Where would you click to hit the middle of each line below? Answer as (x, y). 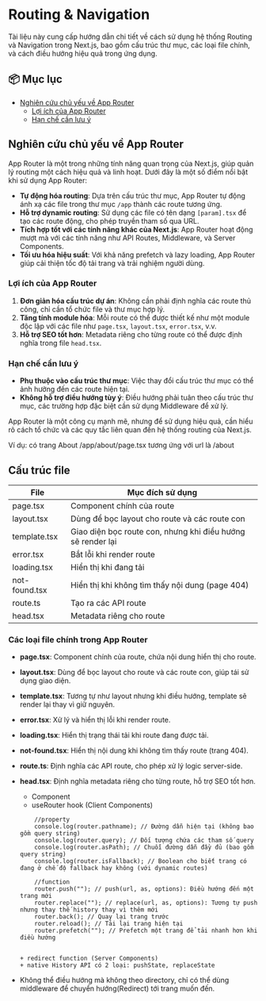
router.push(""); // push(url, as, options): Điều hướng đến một (144, 889)
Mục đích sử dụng (162, 492)
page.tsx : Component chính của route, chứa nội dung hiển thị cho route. (138, 657)
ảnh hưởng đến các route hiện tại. (74, 389)
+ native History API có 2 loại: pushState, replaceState (117, 965)
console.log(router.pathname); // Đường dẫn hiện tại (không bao (144, 826)
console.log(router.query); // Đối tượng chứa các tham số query (144, 841)
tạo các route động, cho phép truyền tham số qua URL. (109, 221)
